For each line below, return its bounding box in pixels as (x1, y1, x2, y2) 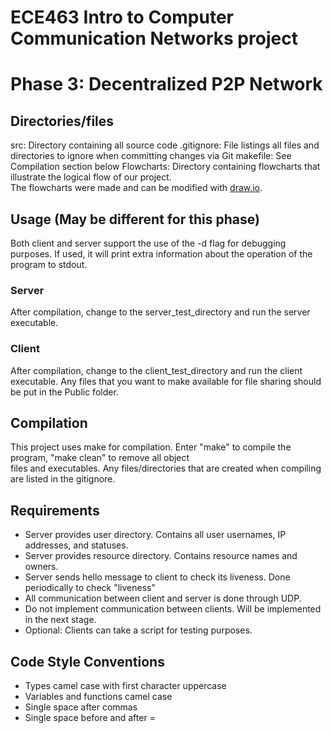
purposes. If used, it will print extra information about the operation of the (10, 248, 313, 260)
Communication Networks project (10, 27, 298, 50)
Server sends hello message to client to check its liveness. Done (24, 571, 291, 583)
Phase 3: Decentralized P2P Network (10, 73, 323, 96)
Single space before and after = (24, 712, 156, 724)
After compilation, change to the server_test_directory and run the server (10, 306, 311, 318)
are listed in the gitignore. (10, 473, 116, 485)
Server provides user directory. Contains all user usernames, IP (24, 529, 287, 541)
